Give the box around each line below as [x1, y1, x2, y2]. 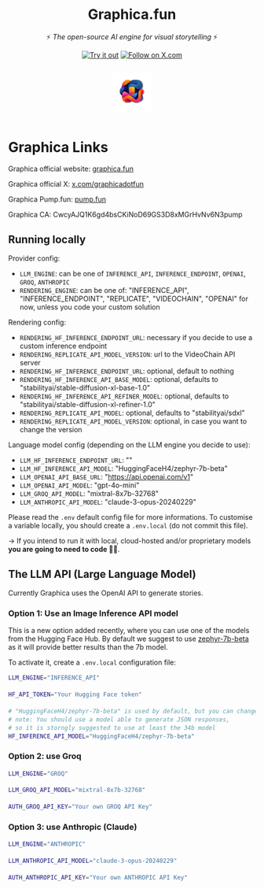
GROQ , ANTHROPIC [19, 277, 70, 287]
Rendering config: [8, 317, 67, 328]
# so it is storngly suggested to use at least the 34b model [8, 724, 216, 732]
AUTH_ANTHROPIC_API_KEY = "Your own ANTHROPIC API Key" [8, 873, 189, 881]
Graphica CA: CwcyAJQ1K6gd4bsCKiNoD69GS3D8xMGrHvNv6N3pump [8, 210, 243, 220]
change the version [19, 425, 82, 435]
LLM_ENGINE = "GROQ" [8, 769, 68, 777]
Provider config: [8, 254, 60, 263]
